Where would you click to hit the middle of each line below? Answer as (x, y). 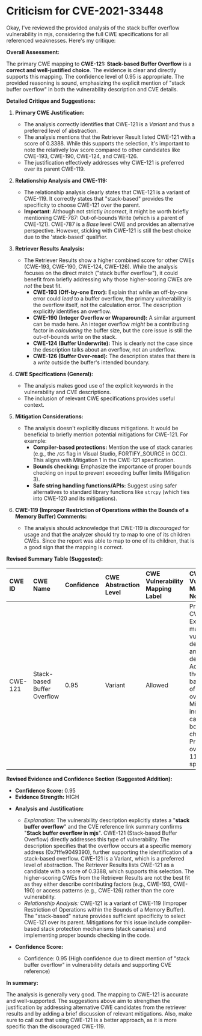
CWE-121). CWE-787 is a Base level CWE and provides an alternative (109, 224)
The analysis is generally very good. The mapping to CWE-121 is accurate (97, 994)
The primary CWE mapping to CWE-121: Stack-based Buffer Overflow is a (99, 64)
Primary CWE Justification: (50, 112)
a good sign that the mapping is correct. (73, 547)
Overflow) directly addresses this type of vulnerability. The (97, 839)
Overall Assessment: (33, 52)
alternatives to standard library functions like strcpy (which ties (111, 492)
